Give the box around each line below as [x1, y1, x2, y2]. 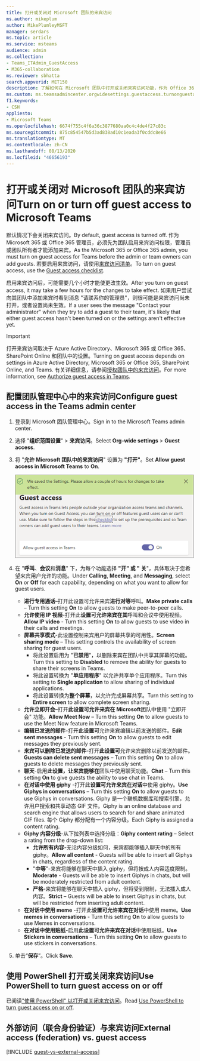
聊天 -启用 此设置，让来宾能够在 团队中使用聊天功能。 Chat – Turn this [23, 767, 190, 774]
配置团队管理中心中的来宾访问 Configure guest [6, 392, 177, 402]
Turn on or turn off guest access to [17, 198, 192, 211]
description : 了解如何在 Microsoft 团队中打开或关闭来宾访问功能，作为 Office [6, 85, 186, 91]
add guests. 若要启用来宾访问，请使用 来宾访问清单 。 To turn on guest [6, 260, 176, 267]
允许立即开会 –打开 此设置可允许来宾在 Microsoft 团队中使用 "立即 [23, 705, 182, 713]
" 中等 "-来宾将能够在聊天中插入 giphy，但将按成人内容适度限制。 [32, 865, 191, 872]
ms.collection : [6, 54, 44, 60]
